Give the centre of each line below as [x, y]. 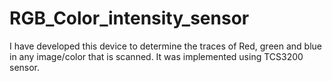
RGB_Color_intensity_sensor [129, 18]
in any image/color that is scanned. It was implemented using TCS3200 [156, 56]
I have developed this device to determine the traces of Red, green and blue [165, 46]
